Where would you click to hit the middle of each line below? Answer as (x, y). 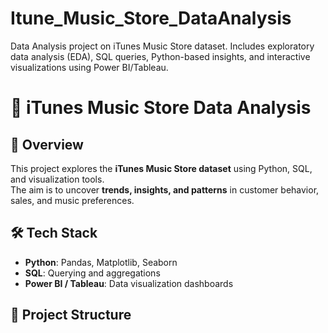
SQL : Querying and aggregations (92, 273)
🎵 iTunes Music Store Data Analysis (161, 108)
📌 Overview (47, 144)
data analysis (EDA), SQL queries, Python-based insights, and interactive (160, 56)
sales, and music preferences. (72, 200)
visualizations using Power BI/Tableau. (89, 67)
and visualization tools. (57, 179)
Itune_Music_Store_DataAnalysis (151, 18)
